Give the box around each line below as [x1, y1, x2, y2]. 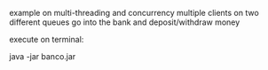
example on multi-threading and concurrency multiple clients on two [9, 8, 259, 18]
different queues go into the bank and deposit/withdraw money [9, 17, 240, 27]
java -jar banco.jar [9, 51, 76, 61]
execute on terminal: [9, 35, 84, 44]
